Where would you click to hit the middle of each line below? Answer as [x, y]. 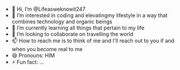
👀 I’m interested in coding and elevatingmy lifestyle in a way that [89, 15]
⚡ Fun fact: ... [28, 62]
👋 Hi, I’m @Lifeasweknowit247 [49, 9]
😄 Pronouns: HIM [33, 55]
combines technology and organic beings [62, 21]
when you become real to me [47, 49]
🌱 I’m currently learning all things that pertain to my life [78, 28]
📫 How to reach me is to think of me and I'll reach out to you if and [93, 41]
